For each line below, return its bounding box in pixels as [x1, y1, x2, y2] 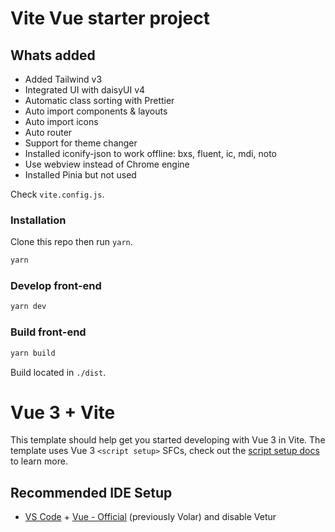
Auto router [24, 127, 73, 138]
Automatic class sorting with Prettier [24, 95, 175, 106]
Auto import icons [24, 116, 99, 127]
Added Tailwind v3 [24, 73, 103, 85]
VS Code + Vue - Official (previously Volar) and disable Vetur [24, 511, 277, 523]
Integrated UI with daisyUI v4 [24, 84, 146, 96]
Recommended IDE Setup [10, 484, 173, 501]
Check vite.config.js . [10, 188, 105, 200]
